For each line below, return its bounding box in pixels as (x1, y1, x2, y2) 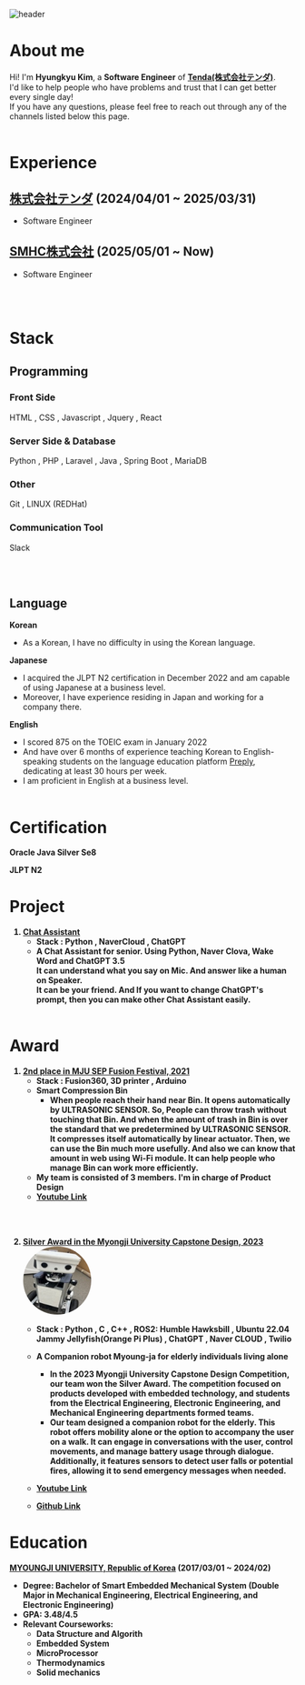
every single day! (9, 91, 74, 102)
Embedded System (35, 1638, 110, 1650)
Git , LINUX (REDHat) (9, 498, 88, 509)
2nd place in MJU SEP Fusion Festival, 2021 (22, 1066, 191, 1077)
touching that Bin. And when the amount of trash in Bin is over (49, 1114, 289, 1125)
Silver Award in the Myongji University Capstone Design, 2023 (22, 1237, 264, 1248)
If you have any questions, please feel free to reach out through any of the (9, 101, 288, 112)
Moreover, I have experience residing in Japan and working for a (22, 692, 264, 703)
